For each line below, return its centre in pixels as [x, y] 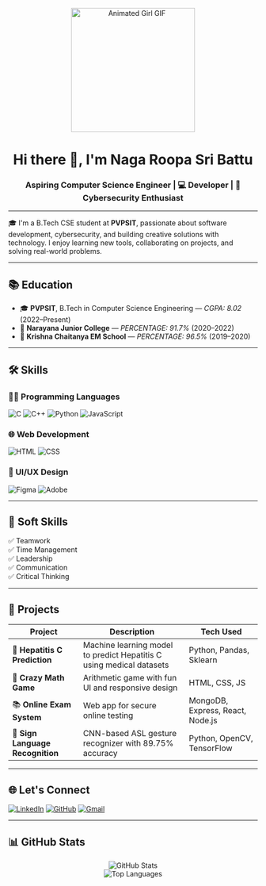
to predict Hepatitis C [122, 655]
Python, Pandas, [219, 650]
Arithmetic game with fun [130, 678]
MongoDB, [209, 700]
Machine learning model [128, 645]
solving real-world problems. [55, 251]
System [27, 717]
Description [132, 632]
